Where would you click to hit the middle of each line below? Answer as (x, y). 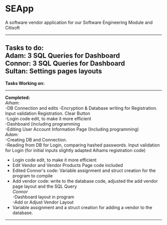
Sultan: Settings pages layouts (54, 71)
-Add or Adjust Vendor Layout (43, 202)
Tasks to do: (24, 48)
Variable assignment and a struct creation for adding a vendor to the (82, 207)
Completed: (18, 97)
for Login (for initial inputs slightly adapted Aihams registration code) (75, 150)
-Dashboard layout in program (43, 197)
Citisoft (12, 27)
